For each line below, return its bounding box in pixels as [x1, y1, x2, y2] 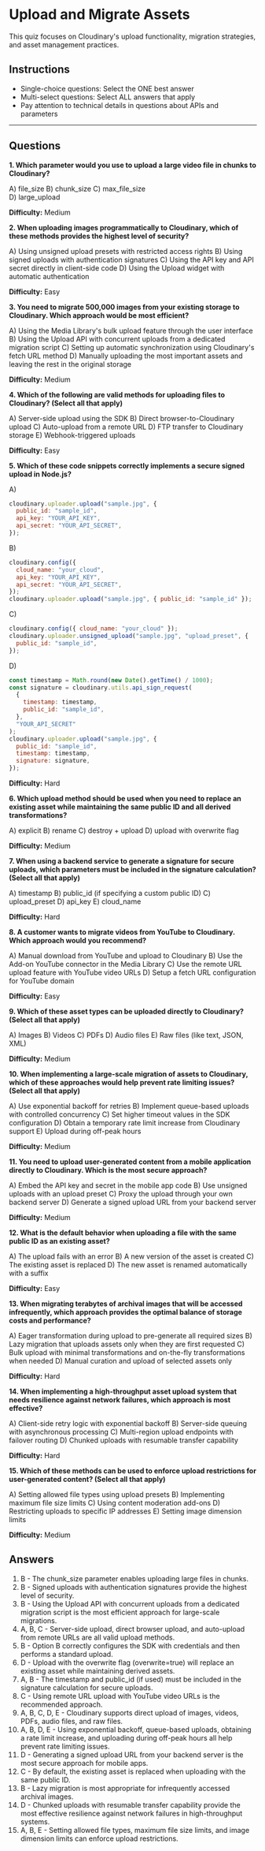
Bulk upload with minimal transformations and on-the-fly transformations [9, 1348, 245, 1357]
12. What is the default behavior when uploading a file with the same [9, 1228, 237, 1237]
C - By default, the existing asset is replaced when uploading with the [20, 1767, 246, 1776]
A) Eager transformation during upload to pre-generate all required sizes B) [9, 1331, 252, 1341]
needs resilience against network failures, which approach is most [9, 1395, 231, 1405]
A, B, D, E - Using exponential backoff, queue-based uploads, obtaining [20, 1725, 252, 1734]
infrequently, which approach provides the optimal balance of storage [9, 1308, 243, 1317]
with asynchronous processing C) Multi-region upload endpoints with [9, 1427, 234, 1437]
